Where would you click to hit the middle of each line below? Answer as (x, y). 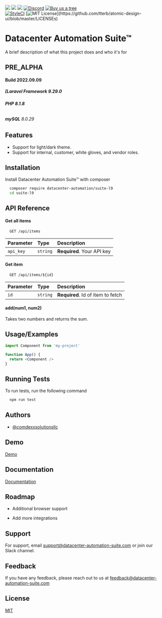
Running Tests (27, 379)
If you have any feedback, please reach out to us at (57, 578)
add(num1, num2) (23, 308)
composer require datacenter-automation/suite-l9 (61, 188)
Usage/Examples (32, 335)
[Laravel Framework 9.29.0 (34, 91)
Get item (14, 265)
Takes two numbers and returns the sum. (47, 319)
